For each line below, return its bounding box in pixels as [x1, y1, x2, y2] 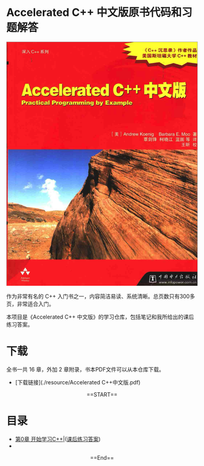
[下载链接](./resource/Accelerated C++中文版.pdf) [15, 378, 141, 386]
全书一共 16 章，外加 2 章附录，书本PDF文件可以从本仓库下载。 [6, 365, 165, 373]
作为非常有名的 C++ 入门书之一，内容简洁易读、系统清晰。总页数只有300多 [6, 292, 195, 300]
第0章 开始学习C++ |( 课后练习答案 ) [15, 435, 101, 442]
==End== [90, 454, 114, 461]
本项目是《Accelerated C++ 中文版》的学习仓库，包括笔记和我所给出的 [6, 313, 184, 320]
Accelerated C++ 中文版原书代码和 [6, 5, 182, 19]
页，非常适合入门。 [6, 300, 55, 308]
